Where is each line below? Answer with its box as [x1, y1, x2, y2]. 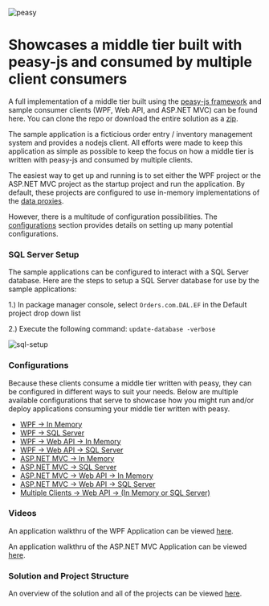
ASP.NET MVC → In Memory [19, 453, 115, 463]
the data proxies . [8, 196, 64, 205]
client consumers [8, 70, 128, 89]
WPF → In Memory [19, 419, 83, 429]
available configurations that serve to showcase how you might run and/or [8, 395, 255, 405]
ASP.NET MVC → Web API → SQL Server [19, 479, 156, 489]
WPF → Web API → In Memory [19, 436, 122, 446]
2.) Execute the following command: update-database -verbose [8, 324, 216, 334]
